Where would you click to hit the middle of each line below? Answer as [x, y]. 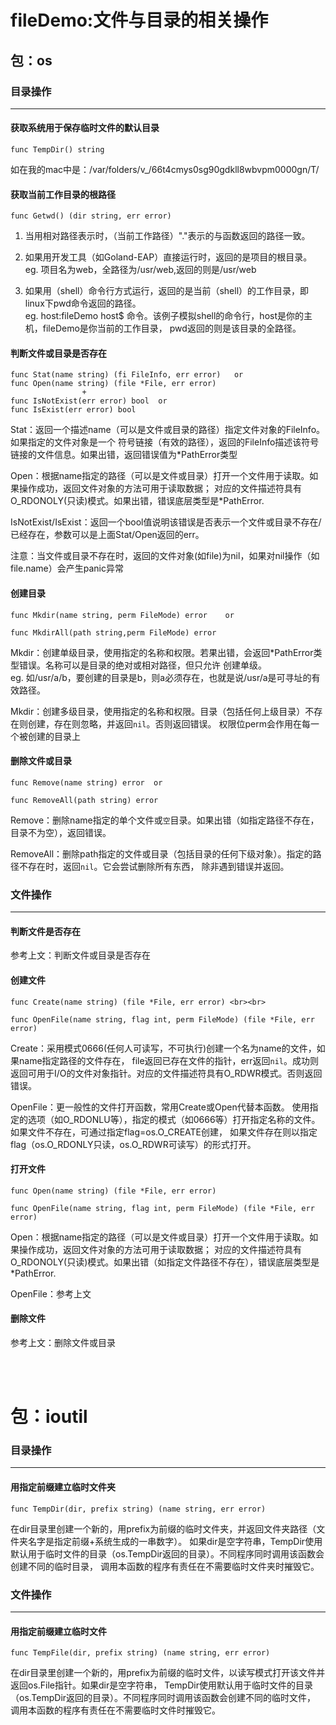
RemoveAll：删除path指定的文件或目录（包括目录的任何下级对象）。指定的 [161, 853]
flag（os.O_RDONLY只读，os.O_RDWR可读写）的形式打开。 [133, 1144]
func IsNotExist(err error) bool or [89, 401]
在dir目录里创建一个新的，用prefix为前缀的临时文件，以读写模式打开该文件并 [168, 1673]
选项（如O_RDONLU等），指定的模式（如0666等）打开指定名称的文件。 [174, 1119]
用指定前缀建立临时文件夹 [63, 1487]
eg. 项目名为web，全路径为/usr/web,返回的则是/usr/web [140, 270]
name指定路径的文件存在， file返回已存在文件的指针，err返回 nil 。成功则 [169, 1060]
